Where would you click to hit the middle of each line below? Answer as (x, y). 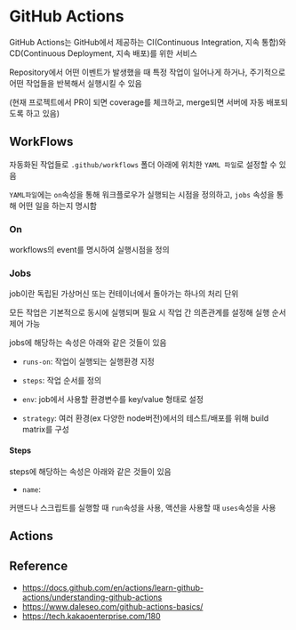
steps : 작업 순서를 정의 (62, 381)
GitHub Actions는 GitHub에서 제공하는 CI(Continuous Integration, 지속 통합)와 (148, 42)
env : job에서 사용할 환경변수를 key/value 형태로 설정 (113, 400)
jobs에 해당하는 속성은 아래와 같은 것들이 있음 (88, 343)
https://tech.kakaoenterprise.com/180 (92, 616)
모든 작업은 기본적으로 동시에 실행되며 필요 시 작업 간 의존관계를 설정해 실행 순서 (148, 312)
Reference (39, 566)
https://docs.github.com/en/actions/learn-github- (113, 587)
